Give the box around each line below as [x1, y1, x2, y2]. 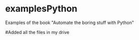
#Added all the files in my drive [5, 29, 69, 35]
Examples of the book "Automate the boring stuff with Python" [5, 19, 134, 25]
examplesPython [5, 3, 78, 14]
